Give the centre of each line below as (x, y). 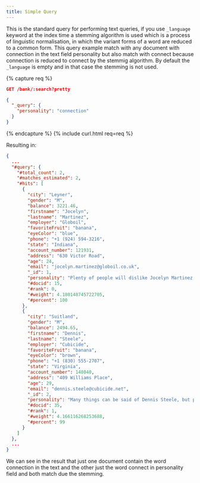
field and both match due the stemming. (55, 474)
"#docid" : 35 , (45, 405)
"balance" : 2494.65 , (53, 328)
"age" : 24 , (41, 261)
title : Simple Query (32, 12)
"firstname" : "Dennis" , (57, 333)
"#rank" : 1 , (43, 411)
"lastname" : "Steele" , (56, 339)
